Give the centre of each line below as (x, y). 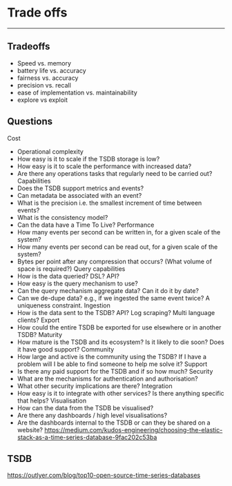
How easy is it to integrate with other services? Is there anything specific (120, 393)
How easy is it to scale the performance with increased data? (104, 166)
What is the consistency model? (62, 217)
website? (30, 429)
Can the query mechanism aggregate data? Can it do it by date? (108, 290)
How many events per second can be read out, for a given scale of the (117, 247)
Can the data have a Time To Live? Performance (86, 225)
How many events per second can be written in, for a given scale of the (119, 232)
